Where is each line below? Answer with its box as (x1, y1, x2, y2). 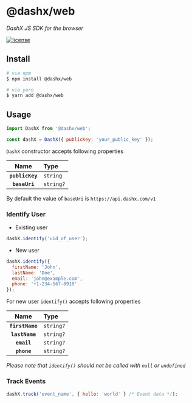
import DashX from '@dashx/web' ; (6, 126, 91, 132)
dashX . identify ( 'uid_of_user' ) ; (6, 236, 88, 242)
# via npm (6, 70, 32, 76)
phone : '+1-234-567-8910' (12, 281, 78, 287)
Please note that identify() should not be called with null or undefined (6, 362, 186, 369)
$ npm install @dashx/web (6, 76, 72, 82)
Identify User (6, 210, 46, 218)
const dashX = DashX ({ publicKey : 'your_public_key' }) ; (6, 136, 154, 143)
